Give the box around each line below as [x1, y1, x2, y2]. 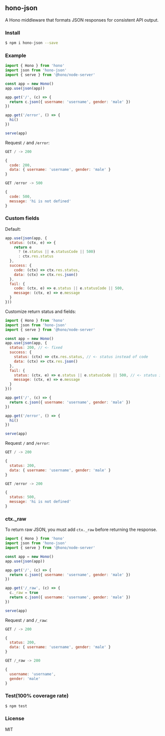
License [5, 715, 25, 722]
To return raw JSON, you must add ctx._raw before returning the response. [5, 526, 157, 533]
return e [14, 245, 32, 250]
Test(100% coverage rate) [5, 692, 69, 699]
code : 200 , [9, 162, 32, 168]
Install [5, 29, 21, 36]
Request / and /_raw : [5, 617, 48, 623]
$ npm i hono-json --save [5, 40, 58, 46]
